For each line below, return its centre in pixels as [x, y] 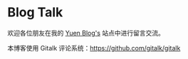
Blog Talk [35, 12]
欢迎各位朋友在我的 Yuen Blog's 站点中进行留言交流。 [86, 33]
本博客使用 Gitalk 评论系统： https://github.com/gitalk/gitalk [94, 48]
